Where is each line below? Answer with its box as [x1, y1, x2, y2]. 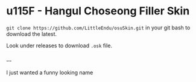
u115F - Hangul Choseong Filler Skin [6, 4, 190, 18]
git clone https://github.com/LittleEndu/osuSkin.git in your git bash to [6, 24, 191, 31]
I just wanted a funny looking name [6, 69, 93, 76]
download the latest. [6, 30, 57, 37]
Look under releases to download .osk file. [6, 42, 113, 49]
